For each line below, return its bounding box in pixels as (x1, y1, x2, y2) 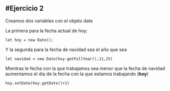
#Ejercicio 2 (5, 4, 44, 13)
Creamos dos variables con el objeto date (5, 17, 93, 24)
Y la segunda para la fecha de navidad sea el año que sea (5, 46, 127, 53)
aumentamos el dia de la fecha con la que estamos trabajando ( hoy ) (5, 71, 149, 77)
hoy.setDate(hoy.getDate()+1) (5, 80, 70, 86)
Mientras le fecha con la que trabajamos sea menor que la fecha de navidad (5, 65, 165, 71)
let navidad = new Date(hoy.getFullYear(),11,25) (5, 56, 113, 61)
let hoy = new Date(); (5, 37, 54, 42)
